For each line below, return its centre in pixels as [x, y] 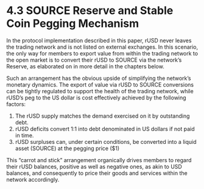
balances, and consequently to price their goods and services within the [97, 173]
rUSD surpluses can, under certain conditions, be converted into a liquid [106, 141]
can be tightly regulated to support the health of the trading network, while [100, 91]
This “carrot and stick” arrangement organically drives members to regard [99, 160]
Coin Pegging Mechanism [73, 23]
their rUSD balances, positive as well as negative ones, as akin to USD [94, 166]
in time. [24, 135]
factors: [16, 104]
